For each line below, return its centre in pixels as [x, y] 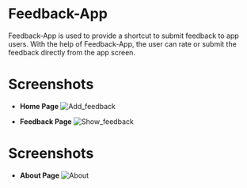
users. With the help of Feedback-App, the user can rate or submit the [123, 43]
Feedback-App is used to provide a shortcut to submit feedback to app [123, 36]
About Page [40, 175]
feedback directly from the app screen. [72, 52]
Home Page [39, 106]
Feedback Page [46, 121]
